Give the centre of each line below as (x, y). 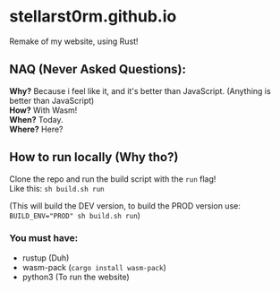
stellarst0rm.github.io (93, 17)
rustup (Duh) (46, 258)
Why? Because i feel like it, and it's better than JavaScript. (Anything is (140, 90)
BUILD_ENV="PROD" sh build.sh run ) (75, 215)
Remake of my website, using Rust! (74, 41)
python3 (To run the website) (76, 277)
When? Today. (36, 119)
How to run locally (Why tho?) (94, 157)
